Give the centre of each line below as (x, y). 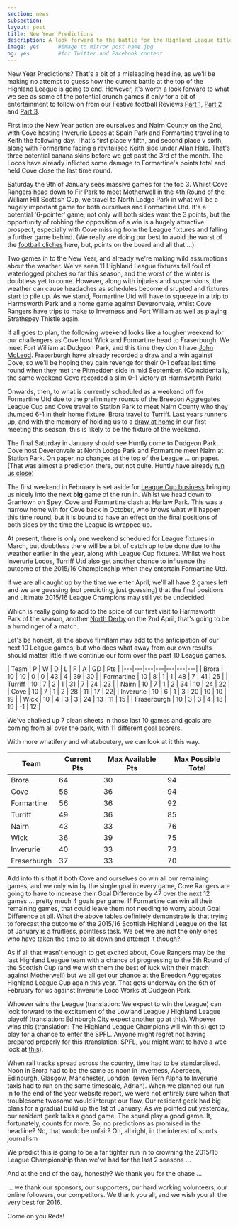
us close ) (21, 473)
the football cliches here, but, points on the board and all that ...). (102, 244)
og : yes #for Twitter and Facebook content (85, 54)
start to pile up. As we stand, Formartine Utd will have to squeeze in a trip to (118, 296)
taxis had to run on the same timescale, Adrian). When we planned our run (116, 1085)
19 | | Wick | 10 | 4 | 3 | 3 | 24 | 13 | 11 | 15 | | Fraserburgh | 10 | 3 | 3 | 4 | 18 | (117, 699)
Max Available (132, 759)
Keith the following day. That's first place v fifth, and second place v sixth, (115, 140)
